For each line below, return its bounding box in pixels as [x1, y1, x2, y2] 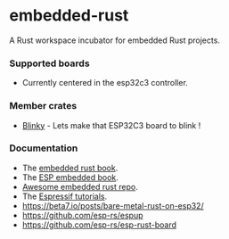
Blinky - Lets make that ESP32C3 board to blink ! [21, 119, 201, 130]
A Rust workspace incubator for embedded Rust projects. [9, 35, 221, 45]
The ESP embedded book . [21, 171, 119, 183]
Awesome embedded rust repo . [21, 181, 138, 192]
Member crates [9, 100, 78, 112]
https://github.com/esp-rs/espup [21, 210, 143, 220]
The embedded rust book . [21, 162, 119, 173]
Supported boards [9, 57, 91, 70]
